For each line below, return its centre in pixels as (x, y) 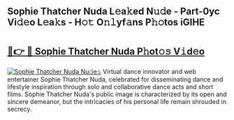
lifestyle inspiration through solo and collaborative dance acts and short (110, 87)
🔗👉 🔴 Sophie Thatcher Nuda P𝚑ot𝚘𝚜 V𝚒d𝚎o (106, 51)
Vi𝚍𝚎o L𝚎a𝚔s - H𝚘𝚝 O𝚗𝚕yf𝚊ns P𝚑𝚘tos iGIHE (106, 23)
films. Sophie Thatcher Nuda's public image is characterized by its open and (117, 94)
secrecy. (20, 109)
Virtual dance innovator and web (149, 72)
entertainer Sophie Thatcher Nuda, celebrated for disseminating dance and (115, 79)
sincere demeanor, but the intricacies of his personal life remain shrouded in (117, 102)
